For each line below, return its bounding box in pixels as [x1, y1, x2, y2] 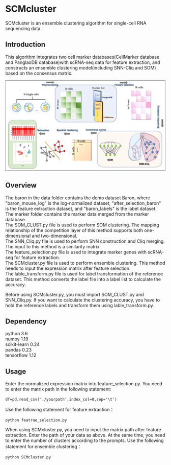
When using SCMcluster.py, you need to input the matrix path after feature [5, 427, 161, 433]
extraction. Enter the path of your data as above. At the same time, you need [5, 432, 165, 438]
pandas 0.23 [5, 347, 32, 353]
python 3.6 [5, 331, 28, 337]
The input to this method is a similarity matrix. [5, 243, 101, 249]
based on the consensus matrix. [5, 70, 73, 76]
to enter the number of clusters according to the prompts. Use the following [5, 437, 164, 444]
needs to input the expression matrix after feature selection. [5, 265, 131, 271]
